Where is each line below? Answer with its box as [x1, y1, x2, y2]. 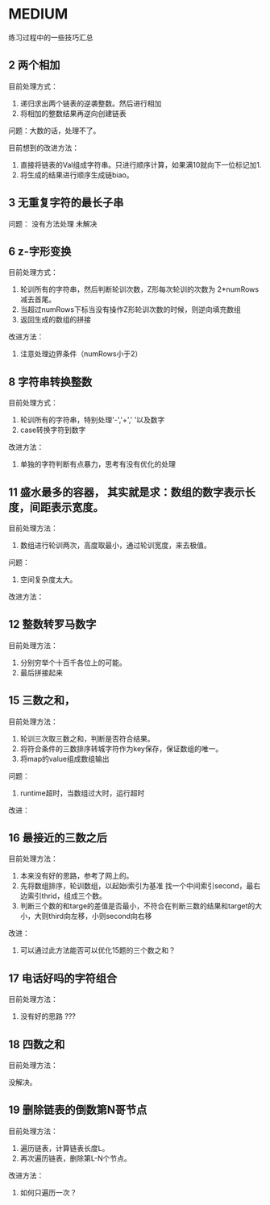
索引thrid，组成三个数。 [27, 891, 107, 901]
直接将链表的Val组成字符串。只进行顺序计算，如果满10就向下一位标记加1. [19, 160, 262, 169]
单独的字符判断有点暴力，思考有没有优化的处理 [19, 459, 176, 469]
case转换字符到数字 [19, 425, 86, 435]
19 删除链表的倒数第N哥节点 [8, 1103, 147, 1117]
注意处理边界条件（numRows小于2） [19, 349, 143, 359]
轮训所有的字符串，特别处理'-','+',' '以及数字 [19, 415, 165, 425]
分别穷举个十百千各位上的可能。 [19, 658, 127, 667]
